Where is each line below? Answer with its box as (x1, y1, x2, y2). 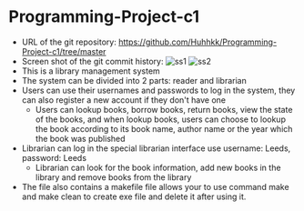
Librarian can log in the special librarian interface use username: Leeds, (21, 143, 291, 154)
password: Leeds (21, 152, 87, 163)
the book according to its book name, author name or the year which (35, 123, 293, 134)
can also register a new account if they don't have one (21, 94, 227, 105)
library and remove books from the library (35, 171, 192, 183)
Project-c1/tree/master (21, 45, 106, 56)
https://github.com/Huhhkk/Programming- (118, 36, 278, 47)
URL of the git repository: (21, 36, 117, 47)
